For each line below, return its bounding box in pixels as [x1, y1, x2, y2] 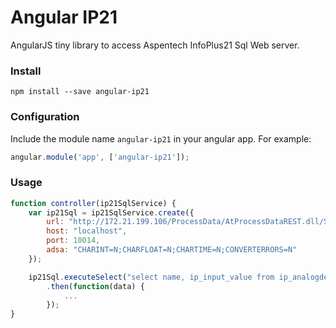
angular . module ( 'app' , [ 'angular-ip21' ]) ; [10, 152, 190, 162]
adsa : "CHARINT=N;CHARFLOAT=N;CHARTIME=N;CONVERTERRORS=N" [46, 245, 298, 255]
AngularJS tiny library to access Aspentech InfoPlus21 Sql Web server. [10, 39, 300, 51]
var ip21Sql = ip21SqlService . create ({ [28, 207, 195, 218]
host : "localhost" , [46, 226, 128, 236]
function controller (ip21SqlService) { [10, 198, 177, 208]
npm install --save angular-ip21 [10, 87, 150, 97]
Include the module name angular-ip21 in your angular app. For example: [10, 132, 312, 145]
